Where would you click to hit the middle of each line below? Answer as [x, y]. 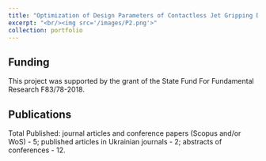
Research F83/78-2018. [47, 90]
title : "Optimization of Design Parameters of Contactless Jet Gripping [131, 15]
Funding [29, 62]
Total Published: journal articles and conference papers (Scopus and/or [125, 133]
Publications [40, 114]
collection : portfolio [46, 30]
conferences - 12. [37, 150]
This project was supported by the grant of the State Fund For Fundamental [131, 81]
